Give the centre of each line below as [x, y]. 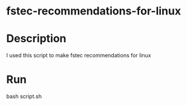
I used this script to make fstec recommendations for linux [79, 55]
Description [36, 39]
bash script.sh [24, 96]
